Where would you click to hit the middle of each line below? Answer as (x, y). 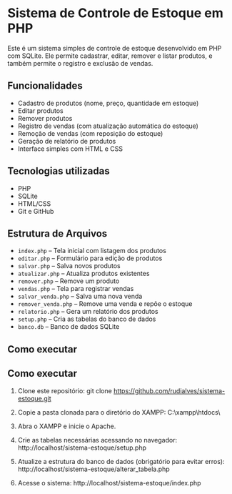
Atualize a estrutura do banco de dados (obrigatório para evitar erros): (121, 461)
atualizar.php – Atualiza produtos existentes (84, 274)
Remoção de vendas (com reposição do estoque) (90, 133)
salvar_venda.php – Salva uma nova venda (80, 296)
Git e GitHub (36, 211)
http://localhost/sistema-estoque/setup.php (82, 448)
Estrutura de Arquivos (57, 233)
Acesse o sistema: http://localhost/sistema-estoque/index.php (109, 483)
